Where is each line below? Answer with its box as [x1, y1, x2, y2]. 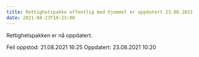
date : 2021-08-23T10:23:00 [6, 15, 75, 21]
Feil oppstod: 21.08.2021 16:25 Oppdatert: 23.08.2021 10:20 [6, 44, 156, 51]
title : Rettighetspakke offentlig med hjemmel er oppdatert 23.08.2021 [6, 9, 193, 15]
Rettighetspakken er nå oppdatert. [6, 31, 93, 39]
